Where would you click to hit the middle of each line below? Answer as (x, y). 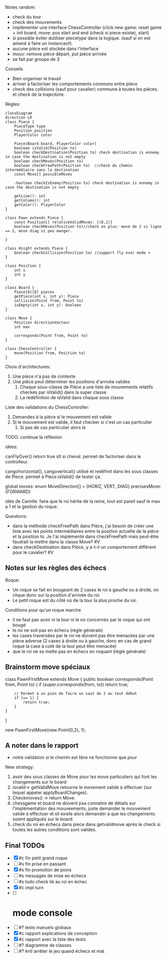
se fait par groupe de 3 (36, 59)
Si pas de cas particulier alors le (53, 427)
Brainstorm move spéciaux (48, 667)
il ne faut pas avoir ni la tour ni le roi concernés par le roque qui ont (81, 620)
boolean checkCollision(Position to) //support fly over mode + (82, 253)
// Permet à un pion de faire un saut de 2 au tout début (76, 693)
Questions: (16, 516)
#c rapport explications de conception (58, 934)
